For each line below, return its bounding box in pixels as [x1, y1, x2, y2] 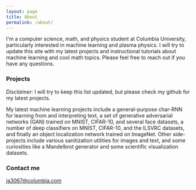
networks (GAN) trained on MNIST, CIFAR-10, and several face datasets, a [6, 118, 184, 125]
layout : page [6, 8, 38, 15]
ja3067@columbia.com [6, 177, 62, 184]
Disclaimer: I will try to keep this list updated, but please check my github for [6, 88, 190, 95]
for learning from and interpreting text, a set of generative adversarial [6, 112, 173, 119]
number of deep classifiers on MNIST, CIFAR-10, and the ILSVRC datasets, [6, 124, 185, 132]
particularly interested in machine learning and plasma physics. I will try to [6, 42, 185, 49]
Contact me [6, 164, 40, 172]
